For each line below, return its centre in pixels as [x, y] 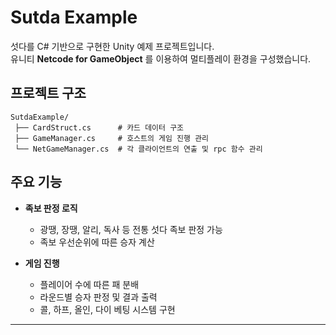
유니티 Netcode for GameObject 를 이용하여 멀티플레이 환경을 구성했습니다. [161, 58]
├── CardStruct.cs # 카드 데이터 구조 [99, 127]
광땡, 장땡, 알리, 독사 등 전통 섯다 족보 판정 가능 [131, 229]
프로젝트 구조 [48, 93]
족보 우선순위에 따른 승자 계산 [97, 242]
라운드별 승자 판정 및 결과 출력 [98, 297]
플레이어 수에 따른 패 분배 [89, 284]
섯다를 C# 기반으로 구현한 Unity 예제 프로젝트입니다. [112, 46]
